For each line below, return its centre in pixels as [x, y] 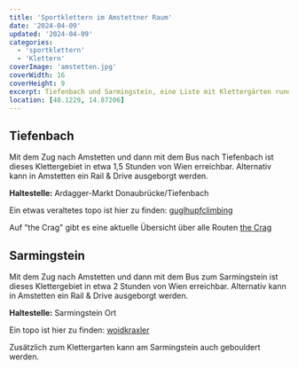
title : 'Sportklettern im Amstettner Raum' [91, 17]
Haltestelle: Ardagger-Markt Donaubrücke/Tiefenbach [109, 193]
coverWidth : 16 [37, 75]
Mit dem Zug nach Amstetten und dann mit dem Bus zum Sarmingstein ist [144, 277]
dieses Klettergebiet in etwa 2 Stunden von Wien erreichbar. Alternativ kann [148, 286]
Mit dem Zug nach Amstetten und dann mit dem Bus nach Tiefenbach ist [141, 157]
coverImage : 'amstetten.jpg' [63, 67]
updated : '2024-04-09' [51, 34]
